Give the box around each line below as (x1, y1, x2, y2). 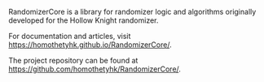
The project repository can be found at (8, 56, 139, 65)
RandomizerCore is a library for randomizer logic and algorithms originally (8, 7, 257, 16)
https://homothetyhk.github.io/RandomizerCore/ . (8, 40, 173, 50)
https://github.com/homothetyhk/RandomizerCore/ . (8, 64, 182, 74)
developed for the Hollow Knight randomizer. (8, 15, 159, 25)
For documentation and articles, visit (8, 32, 131, 41)
